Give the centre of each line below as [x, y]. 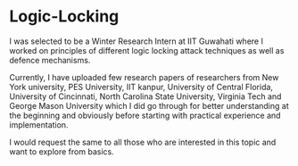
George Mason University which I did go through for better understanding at [149, 105]
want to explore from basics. [62, 151]
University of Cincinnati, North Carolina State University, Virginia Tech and [145, 96]
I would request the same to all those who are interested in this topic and [143, 142]
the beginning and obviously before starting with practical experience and [145, 115]
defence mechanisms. [50, 60]
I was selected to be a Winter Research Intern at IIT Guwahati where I [136, 41]
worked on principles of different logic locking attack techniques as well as [147, 50]
